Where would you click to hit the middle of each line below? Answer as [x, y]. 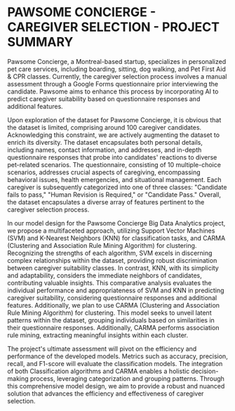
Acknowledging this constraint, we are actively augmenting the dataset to [113, 135]
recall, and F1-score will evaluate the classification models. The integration [115, 363]
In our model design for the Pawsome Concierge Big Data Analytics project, [116, 223]
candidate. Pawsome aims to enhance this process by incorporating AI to [113, 91]
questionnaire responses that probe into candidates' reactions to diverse [112, 157]
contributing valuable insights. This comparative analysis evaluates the [109, 282]
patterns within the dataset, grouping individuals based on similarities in [111, 320]
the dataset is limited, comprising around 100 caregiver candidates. [105, 127]
